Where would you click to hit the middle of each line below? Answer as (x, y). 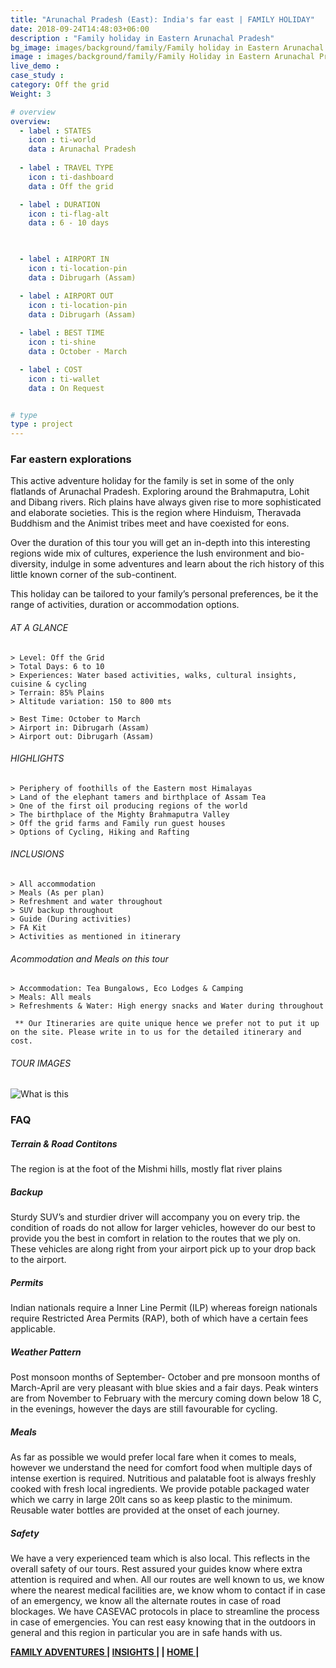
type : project (42, 424)
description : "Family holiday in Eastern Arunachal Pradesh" (142, 38)
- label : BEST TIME (62, 333)
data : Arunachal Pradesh (82, 149)
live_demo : (35, 66)
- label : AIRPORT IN (64, 259)
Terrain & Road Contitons (64, 1143)
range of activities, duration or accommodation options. (125, 605)
